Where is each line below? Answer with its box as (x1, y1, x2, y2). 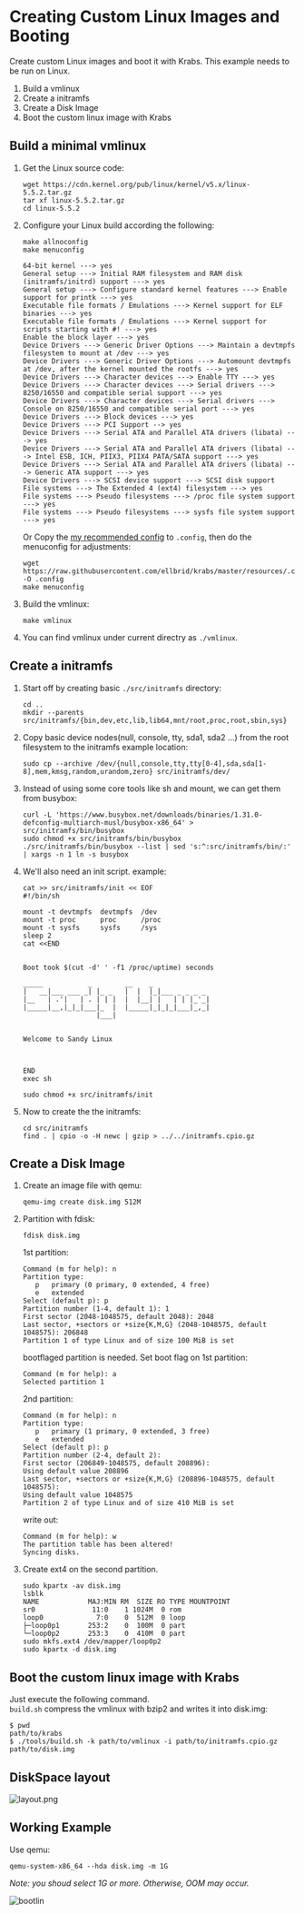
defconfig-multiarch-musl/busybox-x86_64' (22, 818, 186, 828)
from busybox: (22, 792, 78, 803)
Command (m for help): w (22, 1532, 117, 1542)
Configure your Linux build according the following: (22, 220, 215, 231)
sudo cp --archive (22, 759, 93, 769)
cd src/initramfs (22, 1124, 89, 1133)
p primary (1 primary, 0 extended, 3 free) (34, 1427, 211, 1436)
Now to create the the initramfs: (22, 1106, 142, 1116)
